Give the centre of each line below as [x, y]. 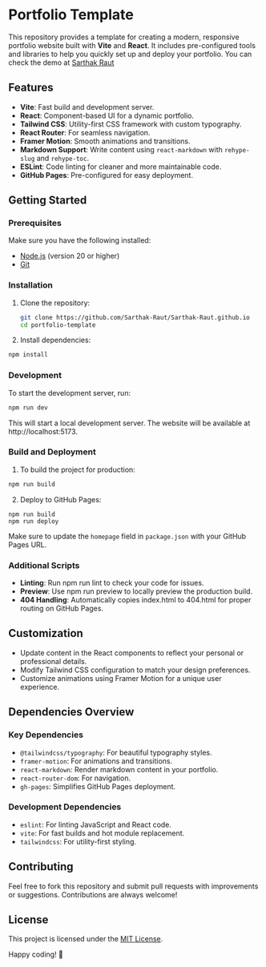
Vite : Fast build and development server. [87, 107]
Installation [31, 285]
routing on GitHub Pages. [62, 608]
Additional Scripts [44, 565]
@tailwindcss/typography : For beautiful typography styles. [116, 752]
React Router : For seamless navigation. [85, 132]
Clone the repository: [55, 303]
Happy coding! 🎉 [36, 954]
